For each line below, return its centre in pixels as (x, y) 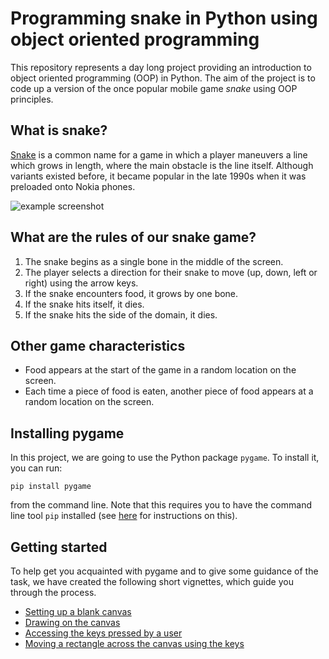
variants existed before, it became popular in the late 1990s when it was (158, 176)
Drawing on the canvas (72, 622)
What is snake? (59, 130)
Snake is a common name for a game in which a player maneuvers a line (159, 154)
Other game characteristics (98, 345)
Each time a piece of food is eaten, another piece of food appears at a (169, 391)
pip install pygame (51, 487)
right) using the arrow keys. (81, 283)
